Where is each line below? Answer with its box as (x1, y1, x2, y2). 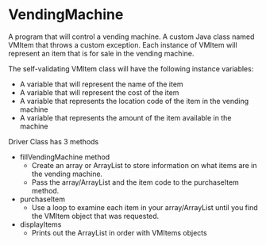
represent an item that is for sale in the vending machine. (8, 48, 195, 58)
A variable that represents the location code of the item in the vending (19, 96, 249, 105)
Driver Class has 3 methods (8, 136, 99, 146)
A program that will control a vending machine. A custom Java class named (8, 32, 255, 41)
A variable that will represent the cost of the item (19, 87, 179, 97)
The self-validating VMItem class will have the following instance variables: (8, 63, 254, 73)
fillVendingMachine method (19, 152, 110, 162)
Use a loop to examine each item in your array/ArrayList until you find (31, 202, 258, 212)
